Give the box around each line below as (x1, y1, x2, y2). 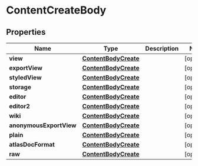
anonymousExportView (9, 121, 77, 130)
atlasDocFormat (9, 141, 55, 148)
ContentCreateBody (6, 4, 107, 17)
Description (145, 45, 179, 52)
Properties (6, 27, 46, 37)
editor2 (9, 102, 31, 110)
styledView (9, 74, 42, 81)
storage (9, 83, 31, 91)
